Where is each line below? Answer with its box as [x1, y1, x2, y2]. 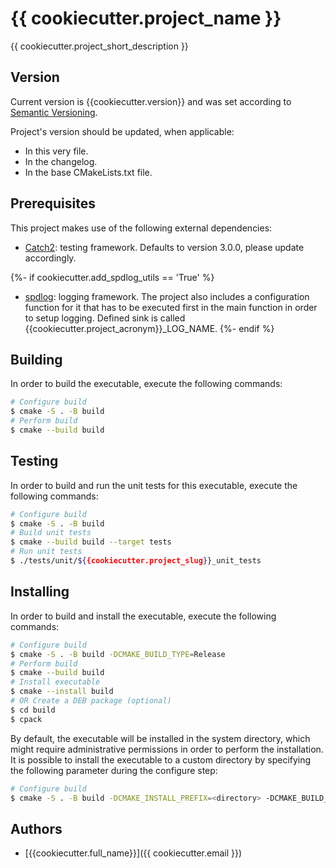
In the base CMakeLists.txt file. [24, 166, 153, 178]
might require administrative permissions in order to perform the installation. [10, 743, 324, 755]
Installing [10, 583, 70, 601]
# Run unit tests [10, 547, 83, 557]
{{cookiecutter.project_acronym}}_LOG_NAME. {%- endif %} [24, 322, 275, 334]
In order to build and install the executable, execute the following [10, 610, 277, 622]
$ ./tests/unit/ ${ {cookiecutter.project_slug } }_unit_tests [10, 556, 262, 566]
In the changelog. [24, 155, 98, 167]
